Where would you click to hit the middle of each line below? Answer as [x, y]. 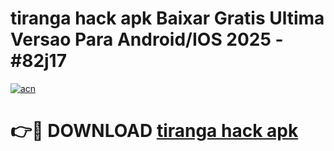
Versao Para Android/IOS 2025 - [147, 39]
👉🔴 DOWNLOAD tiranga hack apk [154, 131]
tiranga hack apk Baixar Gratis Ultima [167, 18]
